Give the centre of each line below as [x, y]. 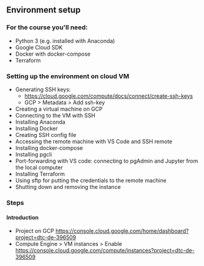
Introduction [22, 217]
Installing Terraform [40, 174]
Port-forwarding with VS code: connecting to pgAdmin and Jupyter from [107, 161]
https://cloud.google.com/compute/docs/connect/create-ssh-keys [108, 96]
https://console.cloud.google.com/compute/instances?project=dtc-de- [105, 251]
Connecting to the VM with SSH [55, 115]
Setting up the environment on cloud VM [68, 76]
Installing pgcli [33, 154]
